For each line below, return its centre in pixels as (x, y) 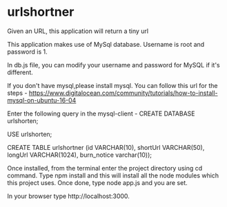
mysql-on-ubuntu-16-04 (42, 100)
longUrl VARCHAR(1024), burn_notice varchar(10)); (80, 155)
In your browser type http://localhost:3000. (68, 196)
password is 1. (27, 52)
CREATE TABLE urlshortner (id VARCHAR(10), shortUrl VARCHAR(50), (106, 147)
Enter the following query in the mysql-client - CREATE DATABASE (101, 113)
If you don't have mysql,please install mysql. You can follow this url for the (112, 85)
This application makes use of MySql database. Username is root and (106, 44)
